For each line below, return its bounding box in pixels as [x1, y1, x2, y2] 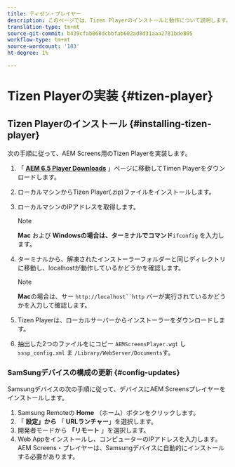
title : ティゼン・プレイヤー [7, 10, 81, 18]
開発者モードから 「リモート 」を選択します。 [17, 426, 150, 435]
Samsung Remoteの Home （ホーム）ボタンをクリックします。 [17, 409, 200, 417]
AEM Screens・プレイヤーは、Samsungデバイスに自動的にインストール [17, 444, 224, 452]
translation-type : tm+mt [7, 23, 80, 30]
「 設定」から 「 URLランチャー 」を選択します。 [17, 417, 158, 426]
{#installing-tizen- [128, 118, 212, 130]
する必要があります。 [17, 452, 79, 461]
